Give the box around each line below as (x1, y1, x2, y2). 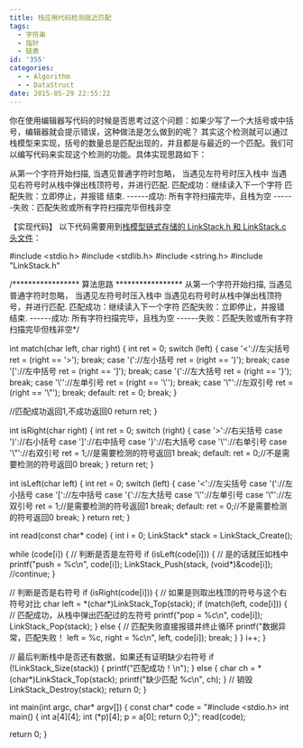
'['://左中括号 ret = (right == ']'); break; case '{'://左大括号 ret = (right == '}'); (9, 365, 292, 376)
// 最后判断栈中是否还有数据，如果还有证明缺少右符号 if (9, 651, 215, 662)
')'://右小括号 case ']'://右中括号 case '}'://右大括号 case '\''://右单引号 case (9, 435, 288, 447)
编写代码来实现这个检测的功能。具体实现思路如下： (16, 148, 207, 159)
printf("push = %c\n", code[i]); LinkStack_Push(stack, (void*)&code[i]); (9, 558, 273, 569)
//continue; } (9, 568, 56, 579)
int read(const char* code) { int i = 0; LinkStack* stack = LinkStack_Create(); (9, 529, 293, 540)
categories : (9, 64, 54, 73)
